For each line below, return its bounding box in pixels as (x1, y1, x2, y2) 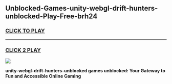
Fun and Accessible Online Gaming (5, 73, 81, 79)
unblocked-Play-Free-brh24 (5, 12, 98, 21)
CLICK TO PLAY (5, 27, 45, 35)
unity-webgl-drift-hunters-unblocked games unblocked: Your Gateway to (5, 67, 165, 73)
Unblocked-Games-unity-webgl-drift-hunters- (5, 4, 158, 13)
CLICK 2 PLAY (5, 46, 41, 53)
